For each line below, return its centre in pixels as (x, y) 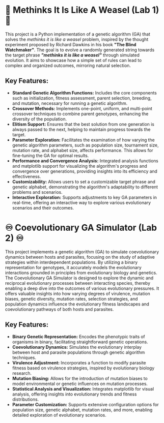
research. (22, 373)
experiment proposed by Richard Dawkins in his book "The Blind (71, 44)
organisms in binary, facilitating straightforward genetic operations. (80, 342)
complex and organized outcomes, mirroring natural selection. (68, 65)
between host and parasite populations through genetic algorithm (78, 352)
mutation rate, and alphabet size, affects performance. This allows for (83, 150)
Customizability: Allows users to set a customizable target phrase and (84, 181)
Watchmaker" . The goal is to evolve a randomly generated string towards (80, 50)
